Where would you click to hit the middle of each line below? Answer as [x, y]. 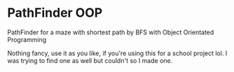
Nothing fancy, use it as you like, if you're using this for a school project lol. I [117, 53]
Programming [27, 39]
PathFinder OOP [55, 13]
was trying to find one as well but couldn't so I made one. [90, 60]
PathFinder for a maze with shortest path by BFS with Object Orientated [111, 32]
